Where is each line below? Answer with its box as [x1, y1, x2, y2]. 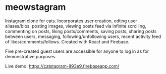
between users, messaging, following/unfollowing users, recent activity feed [5, 34, 161, 39]
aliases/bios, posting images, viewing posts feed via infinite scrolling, [5, 23, 146, 29]
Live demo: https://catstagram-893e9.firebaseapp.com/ [5, 63, 119, 69]
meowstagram [5, 1, 66, 13]
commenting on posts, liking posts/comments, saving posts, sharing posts [5, 28, 157, 34]
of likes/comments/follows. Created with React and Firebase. [5, 38, 130, 44]
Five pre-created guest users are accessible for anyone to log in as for [5, 48, 149, 54]
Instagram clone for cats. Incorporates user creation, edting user [5, 18, 137, 24]
